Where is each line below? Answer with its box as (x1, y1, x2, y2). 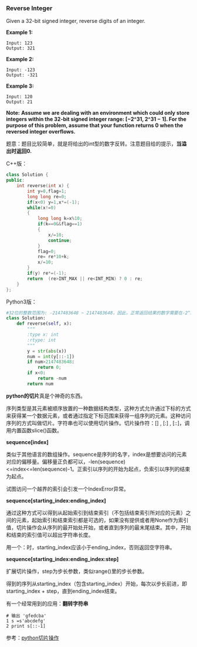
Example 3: (6, 82, 34, 89)
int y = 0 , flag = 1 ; (27, 188, 67, 194)
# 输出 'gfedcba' (6, 613, 47, 619)
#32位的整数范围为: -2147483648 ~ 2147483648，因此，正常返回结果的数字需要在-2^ (6, 310, 191, 316)
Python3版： (6, 298, 37, 305)
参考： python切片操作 (6, 634, 59, 641)
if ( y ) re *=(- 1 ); (27, 271, 67, 276)
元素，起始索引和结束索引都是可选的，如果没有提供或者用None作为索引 (16, 516, 189, 523)
